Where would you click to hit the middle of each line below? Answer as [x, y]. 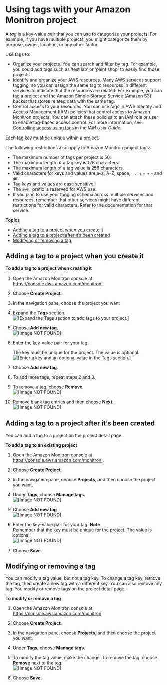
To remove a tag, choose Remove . [48, 387]
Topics [13, 220]
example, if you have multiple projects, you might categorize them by [77, 39]
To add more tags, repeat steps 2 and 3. [54, 377]
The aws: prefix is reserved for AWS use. [55, 189]
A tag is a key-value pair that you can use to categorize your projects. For [81, 34]
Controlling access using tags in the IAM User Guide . [67, 128]
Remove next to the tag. [38, 663]
